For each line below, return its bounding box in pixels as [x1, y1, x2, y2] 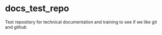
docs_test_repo [5, 3, 69, 14]
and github [5, 24, 27, 30]
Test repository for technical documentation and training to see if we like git [5, 19, 157, 25]
